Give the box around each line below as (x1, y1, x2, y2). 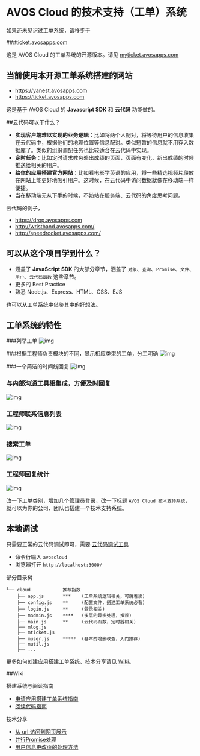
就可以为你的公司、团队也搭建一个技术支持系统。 (6, 504, 127, 511)
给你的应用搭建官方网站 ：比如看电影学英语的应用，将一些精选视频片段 (14, 169, 189, 176)
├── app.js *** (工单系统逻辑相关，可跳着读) (17, 593, 145, 600)
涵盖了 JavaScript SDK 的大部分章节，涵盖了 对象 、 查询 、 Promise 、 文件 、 (14, 265, 195, 272)
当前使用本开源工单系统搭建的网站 (6, 71, 133, 81)
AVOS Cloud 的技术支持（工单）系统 (6, 5, 187, 19)
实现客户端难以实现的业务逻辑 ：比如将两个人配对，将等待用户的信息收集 (14, 131, 194, 139)
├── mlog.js (17, 625, 47, 631)
